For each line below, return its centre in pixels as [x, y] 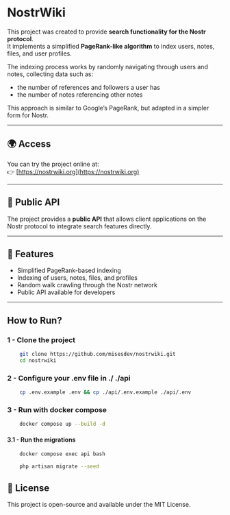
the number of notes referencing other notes [80, 95]
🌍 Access [29, 144]
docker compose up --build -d [63, 424]
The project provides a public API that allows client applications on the [107, 219]
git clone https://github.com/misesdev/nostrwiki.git [98, 355]
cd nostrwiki [38, 360]
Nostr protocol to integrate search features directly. [79, 226]
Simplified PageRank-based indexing [69, 271]
